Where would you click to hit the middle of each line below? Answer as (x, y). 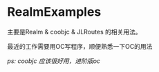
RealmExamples (54, 12)
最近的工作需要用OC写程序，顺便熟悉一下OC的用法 (80, 46)
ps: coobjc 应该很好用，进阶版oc (54, 61)
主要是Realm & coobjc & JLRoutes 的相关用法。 (74, 32)
